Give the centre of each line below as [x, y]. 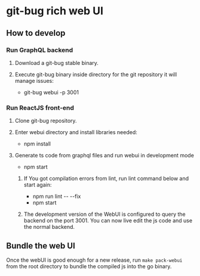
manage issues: [34, 80]
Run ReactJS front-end [40, 107]
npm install [37, 144]
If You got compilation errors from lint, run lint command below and [106, 179]
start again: [38, 185]
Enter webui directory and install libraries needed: [76, 132]
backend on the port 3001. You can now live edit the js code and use [108, 221]
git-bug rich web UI [55, 11]
